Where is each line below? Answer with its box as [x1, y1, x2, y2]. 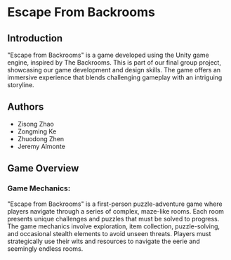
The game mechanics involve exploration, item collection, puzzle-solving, [7, 222, 220, 230]
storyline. [7, 81, 34, 89]
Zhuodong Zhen [17, 134, 65, 143]
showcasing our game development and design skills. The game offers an [7, 66, 221, 74]
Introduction [7, 32, 63, 44]
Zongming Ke [17, 127, 57, 136]
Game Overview [7, 162, 79, 174]
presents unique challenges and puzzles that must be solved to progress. [7, 214, 220, 223]
